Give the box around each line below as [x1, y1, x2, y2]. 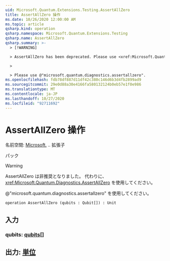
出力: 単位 [5, 248, 36, 256]
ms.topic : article [5, 21, 44, 27]
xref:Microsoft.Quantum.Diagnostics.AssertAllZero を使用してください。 [5, 179, 156, 185]
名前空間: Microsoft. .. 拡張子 [5, 142, 65, 148]
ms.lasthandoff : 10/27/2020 [5, 96, 65, 101]
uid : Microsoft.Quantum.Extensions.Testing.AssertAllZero [5, 7, 130, 13]
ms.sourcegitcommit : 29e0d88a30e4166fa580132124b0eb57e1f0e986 [5, 82, 142, 87]
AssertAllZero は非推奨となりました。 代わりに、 [5, 173, 107, 179]
